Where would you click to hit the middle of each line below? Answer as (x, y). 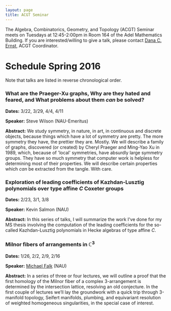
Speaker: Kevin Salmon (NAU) (37, 209)
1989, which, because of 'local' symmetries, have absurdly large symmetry (84, 152)
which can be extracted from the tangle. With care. (59, 169)
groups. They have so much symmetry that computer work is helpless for (82, 158)
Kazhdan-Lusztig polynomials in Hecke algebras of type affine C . (88, 230)
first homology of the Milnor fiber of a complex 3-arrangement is (73, 281)
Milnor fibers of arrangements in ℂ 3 (50, 244)
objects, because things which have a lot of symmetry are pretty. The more (84, 136)
